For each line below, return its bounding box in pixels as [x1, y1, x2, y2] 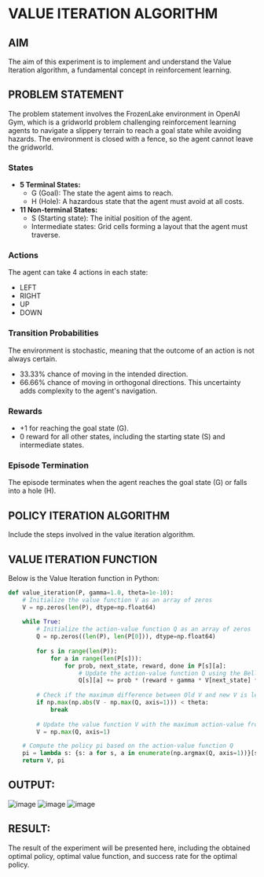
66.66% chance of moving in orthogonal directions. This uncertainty [19, 377, 241, 387]
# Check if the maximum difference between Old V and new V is [36, 691, 247, 699]
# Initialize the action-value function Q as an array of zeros [36, 625, 251, 634]
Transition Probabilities [8, 327, 100, 339]
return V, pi [22, 757, 65, 764]
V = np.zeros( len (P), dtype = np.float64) [22, 603, 156, 611]
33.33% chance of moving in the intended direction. [19, 369, 189, 379]
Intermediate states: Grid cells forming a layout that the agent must [31, 222, 248, 231]
